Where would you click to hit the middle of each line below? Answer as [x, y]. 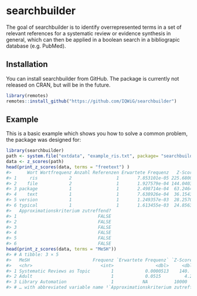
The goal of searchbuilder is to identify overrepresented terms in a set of [94, 27]
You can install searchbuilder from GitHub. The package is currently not [93, 78]
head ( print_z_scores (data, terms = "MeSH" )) [61, 249]
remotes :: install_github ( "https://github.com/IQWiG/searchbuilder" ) [91, 101]
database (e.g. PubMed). [36, 46]
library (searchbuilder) [35, 151]
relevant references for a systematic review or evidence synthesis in [89, 33]
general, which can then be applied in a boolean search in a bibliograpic [93, 39]
